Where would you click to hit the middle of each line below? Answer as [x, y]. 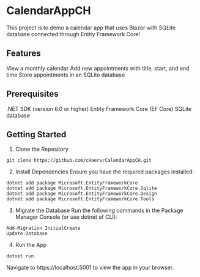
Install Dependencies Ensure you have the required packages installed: [105, 172]
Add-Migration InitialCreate [43, 228]
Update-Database [27, 233]
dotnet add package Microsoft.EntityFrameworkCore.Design [82, 194]
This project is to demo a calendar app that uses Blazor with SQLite [91, 28]
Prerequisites [32, 94]
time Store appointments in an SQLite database [66, 75]
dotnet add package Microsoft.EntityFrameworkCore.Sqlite [82, 188]
